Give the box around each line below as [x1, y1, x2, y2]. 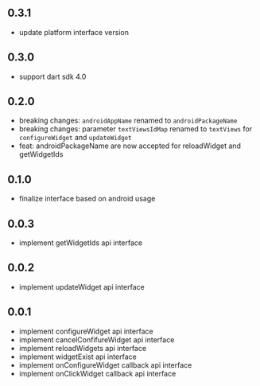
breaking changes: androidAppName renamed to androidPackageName [18, 115, 238, 126]
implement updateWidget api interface [18, 282, 145, 291]
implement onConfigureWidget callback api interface [18, 360, 192, 369]
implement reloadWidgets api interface [18, 343, 147, 353]
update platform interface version [18, 27, 129, 37]
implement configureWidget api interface [18, 326, 153, 336]
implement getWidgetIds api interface [18, 238, 143, 248]
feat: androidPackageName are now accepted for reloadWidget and [18, 141, 242, 150]
